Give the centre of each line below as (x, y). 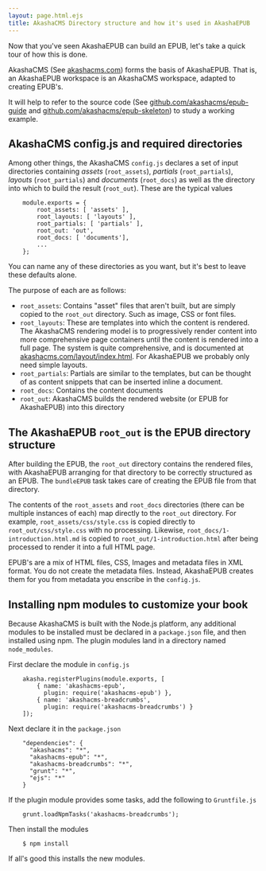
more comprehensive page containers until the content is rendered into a (139, 340)
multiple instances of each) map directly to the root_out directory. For (122, 514)
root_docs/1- (208, 531)
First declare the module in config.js (69, 664)
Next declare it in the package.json (65, 728)
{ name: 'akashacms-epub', (81, 685)
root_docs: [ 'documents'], (83, 238)
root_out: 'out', (65, 231)
